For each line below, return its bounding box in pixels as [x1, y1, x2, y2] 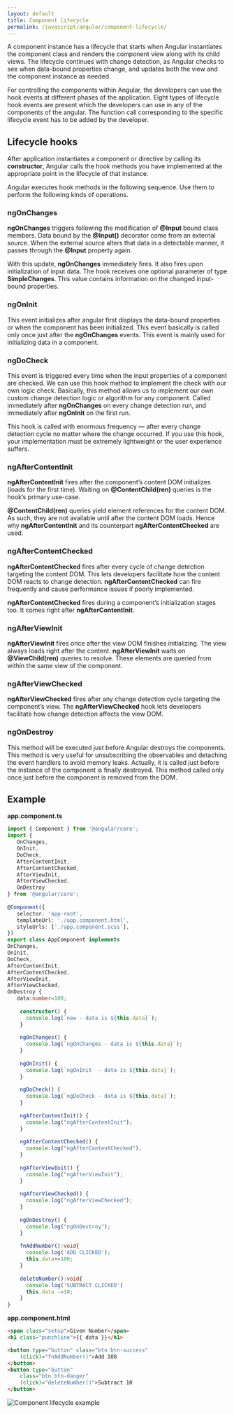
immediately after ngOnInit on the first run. [7, 409, 131, 417]
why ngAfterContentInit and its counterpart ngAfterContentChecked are [7, 522, 220, 530]
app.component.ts [7, 812, 63, 820]
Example [7, 793, 46, 805]
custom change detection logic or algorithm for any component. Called [7, 394, 211, 402]
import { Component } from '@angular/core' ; [7, 825, 139, 833]
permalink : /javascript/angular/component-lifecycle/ [7, 23, 168, 30]
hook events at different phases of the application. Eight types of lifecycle [7, 93, 219, 102]
